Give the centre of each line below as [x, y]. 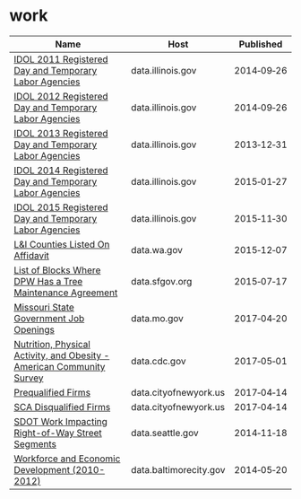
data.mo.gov [157, 318]
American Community [60, 366]
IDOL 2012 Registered [61, 96]
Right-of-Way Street [58, 433]
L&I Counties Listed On [62, 244]
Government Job [49, 318]
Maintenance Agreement [66, 293]
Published [261, 44]
